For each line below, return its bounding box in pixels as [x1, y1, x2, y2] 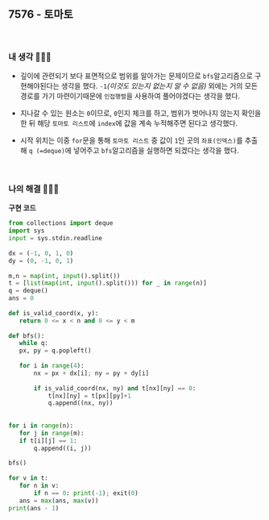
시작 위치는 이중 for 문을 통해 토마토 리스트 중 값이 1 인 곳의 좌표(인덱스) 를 [19, 135, 243, 145]
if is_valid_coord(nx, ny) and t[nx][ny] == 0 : [33, 384, 197, 393]
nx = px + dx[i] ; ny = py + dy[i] [33, 369, 150, 377]
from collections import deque [8, 219, 114, 227]
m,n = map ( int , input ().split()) [8, 272, 121, 280]
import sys [8, 227, 45, 235]
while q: [19, 339, 48, 347]
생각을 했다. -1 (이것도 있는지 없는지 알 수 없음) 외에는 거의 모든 [61, 81, 258, 91]
